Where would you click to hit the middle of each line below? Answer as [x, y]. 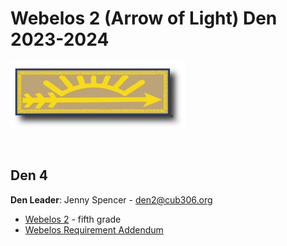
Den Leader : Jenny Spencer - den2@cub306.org [111, 199]
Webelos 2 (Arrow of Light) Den [144, 18]
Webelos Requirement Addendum [94, 229]
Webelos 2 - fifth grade [73, 219]
